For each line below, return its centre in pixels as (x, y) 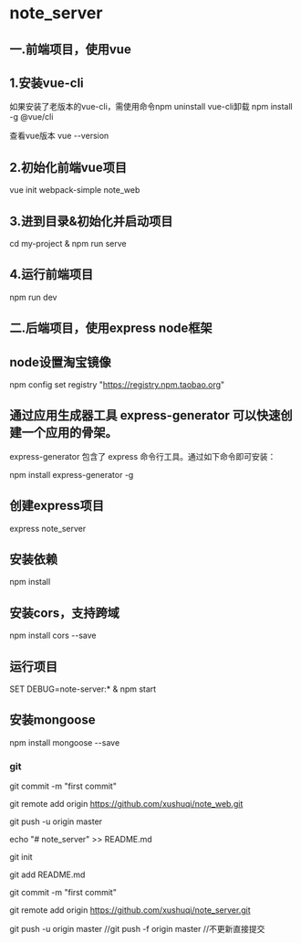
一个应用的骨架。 (69, 433)
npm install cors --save (53, 636)
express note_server (48, 528)
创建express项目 (57, 506)
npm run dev (33, 297)
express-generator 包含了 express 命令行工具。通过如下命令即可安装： (143, 456)
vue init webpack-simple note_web (75, 190)
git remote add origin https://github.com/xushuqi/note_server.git (130, 910)
